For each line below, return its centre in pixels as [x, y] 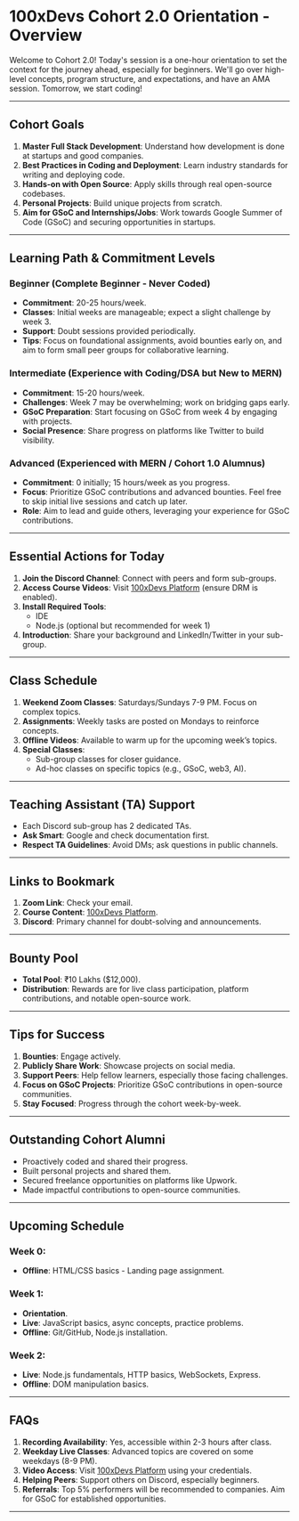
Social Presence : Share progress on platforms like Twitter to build [143, 430]
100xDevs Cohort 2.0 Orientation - [140, 16]
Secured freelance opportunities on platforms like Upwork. [129, 1180]
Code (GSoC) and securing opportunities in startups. [119, 222]
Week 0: [28, 1251]
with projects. [47, 421]
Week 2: [28, 1355]
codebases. [44, 193]
